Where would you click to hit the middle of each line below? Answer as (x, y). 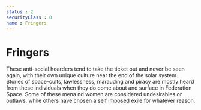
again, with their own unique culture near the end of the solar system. (92, 75)
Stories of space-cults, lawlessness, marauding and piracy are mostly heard (100, 82)
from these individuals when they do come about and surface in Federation (99, 88)
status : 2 (20, 12)
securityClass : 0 (29, 17)
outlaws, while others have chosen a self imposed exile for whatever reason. (101, 101)
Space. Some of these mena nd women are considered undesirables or (94, 94)
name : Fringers (26, 23)
